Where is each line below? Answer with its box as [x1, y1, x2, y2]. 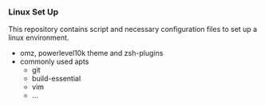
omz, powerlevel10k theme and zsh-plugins [19, 49, 164, 58]
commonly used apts [19, 57, 89, 66]
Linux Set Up [8, 6, 59, 18]
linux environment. [8, 33, 69, 42]
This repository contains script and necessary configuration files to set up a [8, 25, 258, 34]
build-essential [31, 74, 81, 84]
